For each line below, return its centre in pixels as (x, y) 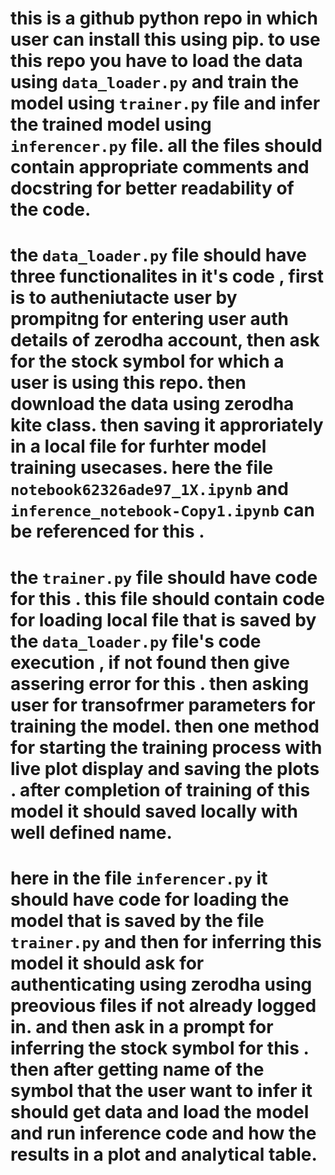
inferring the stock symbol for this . (159, 1048)
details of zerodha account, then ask (165, 340)
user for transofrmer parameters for (163, 704)
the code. (51, 209)
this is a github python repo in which (164, 18)
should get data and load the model (160, 1111)
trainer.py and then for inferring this (166, 941)
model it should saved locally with (154, 811)
